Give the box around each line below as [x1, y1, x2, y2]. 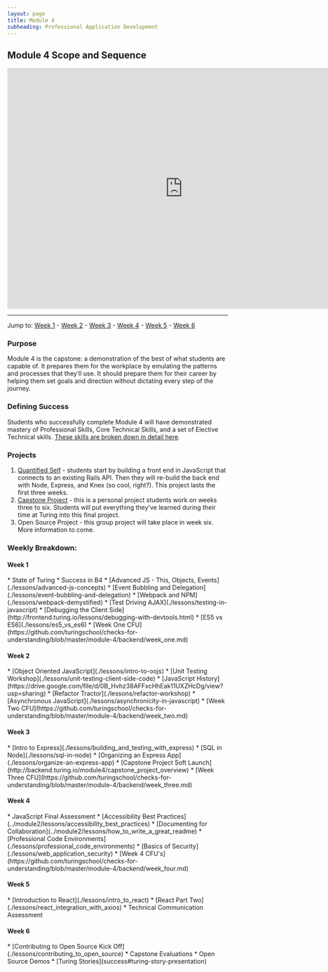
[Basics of [141, 842, 171, 850]
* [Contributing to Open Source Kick [7, 943, 112, 951]
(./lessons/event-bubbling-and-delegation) [7, 591, 131, 599]
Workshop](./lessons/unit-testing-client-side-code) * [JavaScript [7, 674, 196, 683]
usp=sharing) [7, 689, 46, 697]
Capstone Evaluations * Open [129, 950, 215, 958]
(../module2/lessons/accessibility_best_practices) [7, 819, 151, 828]
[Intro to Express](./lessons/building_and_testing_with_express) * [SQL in [11, 743, 222, 751]
